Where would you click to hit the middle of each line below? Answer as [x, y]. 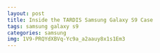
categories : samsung [37, 33]
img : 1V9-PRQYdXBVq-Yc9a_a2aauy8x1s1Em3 [66, 39]
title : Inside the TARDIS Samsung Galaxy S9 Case [80, 20]
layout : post [26, 13]
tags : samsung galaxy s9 [43, 26]
